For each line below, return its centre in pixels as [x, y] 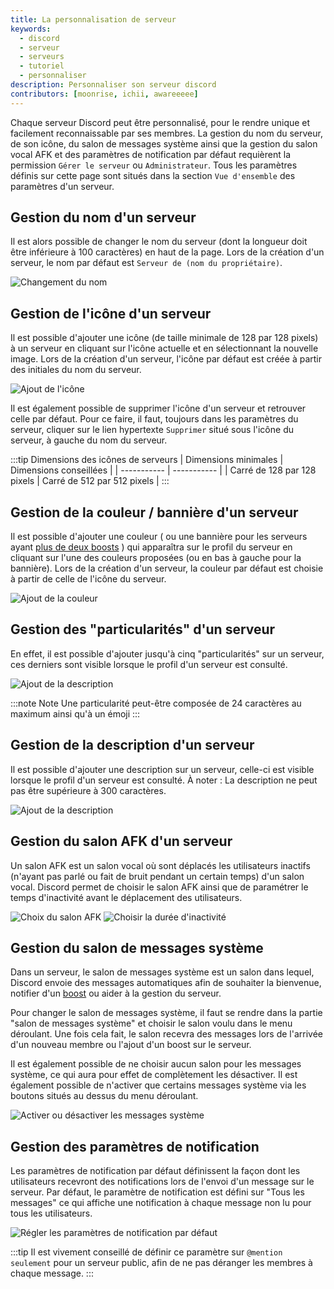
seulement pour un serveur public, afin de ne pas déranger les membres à [161, 1263]
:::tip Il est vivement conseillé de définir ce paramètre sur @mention [146, 1252]
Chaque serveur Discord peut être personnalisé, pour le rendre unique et [160, 122]
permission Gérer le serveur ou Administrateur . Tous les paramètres [154, 165]
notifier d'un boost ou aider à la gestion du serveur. [116, 993]
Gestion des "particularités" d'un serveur [143, 629]
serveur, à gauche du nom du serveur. [89, 440]
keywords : [31, 29]
